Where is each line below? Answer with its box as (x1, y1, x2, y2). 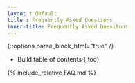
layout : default (7, 10, 57, 17)
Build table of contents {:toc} (17, 55, 100, 64)
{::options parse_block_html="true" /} (7, 42, 114, 50)
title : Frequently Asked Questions (7, 17, 113, 24)
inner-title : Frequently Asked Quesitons (7, 23, 129, 30)
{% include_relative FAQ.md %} (7, 68, 97, 77)
